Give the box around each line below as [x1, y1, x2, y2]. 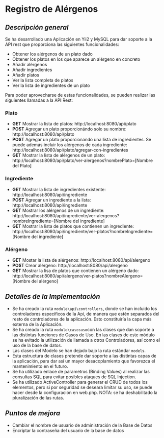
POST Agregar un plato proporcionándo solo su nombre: [12, 126, 127, 132]
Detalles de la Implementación [5, 292, 101, 301]
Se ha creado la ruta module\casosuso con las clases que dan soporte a [12, 326, 155, 332]
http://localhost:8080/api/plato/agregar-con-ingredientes [12, 147, 129, 153]
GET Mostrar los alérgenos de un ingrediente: [12, 207, 105, 213]
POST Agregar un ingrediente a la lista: [12, 197, 91, 203]
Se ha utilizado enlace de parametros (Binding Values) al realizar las [12, 368, 150, 374]
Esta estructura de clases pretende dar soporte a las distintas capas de [12, 353, 157, 358]
